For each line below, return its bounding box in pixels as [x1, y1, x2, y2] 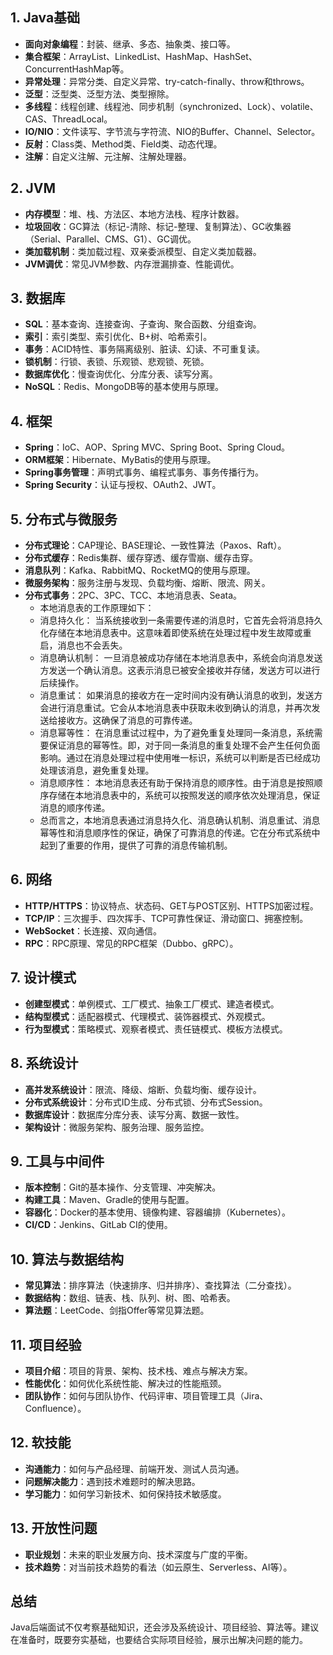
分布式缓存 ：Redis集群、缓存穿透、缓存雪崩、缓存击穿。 [24, 552, 259, 564]
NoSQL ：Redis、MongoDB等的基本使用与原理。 [24, 381, 224, 393]
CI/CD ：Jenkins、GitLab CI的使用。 [24, 1219, 173, 1231]
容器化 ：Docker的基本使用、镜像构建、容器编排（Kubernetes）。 [24, 1206, 291, 1218]
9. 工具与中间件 [10, 1153, 105, 1170]
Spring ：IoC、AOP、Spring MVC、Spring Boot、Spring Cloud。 [24, 441, 291, 453]
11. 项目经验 [10, 1336, 82, 1353]
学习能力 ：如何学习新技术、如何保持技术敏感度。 [24, 1488, 227, 1500]
